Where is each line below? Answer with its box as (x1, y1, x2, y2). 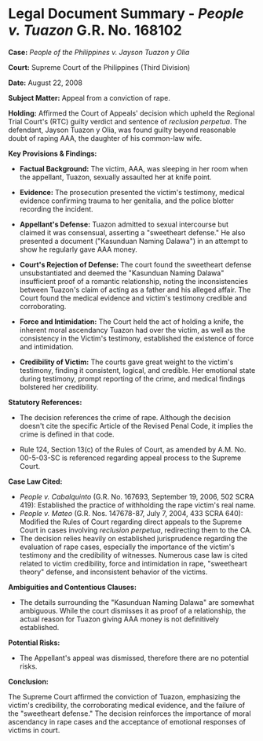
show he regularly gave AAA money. (19, 245, 137, 254)
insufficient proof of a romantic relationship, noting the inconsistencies (19, 276, 249, 286)
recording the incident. (19, 204, 93, 213)
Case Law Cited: (8, 477, 63, 486)
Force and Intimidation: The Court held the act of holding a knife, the (19, 316, 244, 326)
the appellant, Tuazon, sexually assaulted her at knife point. (19, 172, 212, 182)
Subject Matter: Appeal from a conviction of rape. (8, 93, 170, 102)
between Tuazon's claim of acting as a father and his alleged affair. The (19, 285, 251, 294)
